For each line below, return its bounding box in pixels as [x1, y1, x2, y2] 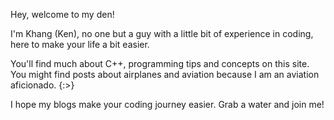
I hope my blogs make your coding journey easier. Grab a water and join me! [10, 99, 325, 110]
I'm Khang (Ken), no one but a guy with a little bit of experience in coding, [10, 28, 314, 39]
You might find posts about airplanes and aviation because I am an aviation [10, 69, 320, 80]
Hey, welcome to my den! [10, 9, 115, 20]
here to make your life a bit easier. [10, 39, 150, 50]
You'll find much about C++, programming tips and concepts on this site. [10, 58, 310, 69]
